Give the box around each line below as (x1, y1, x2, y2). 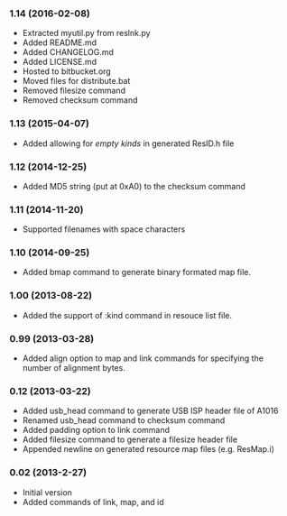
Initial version (22, 486, 72, 498)
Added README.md (22, 37, 97, 48)
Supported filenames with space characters (22, 224, 186, 235)
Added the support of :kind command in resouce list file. (22, 309, 233, 320)
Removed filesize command (22, 85, 126, 97)
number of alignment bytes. (22, 363, 126, 373)
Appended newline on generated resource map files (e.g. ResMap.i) (22, 444, 275, 455)
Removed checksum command (22, 95, 138, 106)
